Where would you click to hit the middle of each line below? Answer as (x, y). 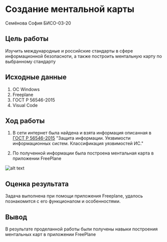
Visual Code (25, 105)
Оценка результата (37, 184)
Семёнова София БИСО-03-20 (38, 23)
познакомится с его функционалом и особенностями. (63, 201)
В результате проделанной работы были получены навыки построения (81, 229)
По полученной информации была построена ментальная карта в (83, 153)
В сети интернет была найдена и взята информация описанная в (82, 133)
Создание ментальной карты (70, 9)
